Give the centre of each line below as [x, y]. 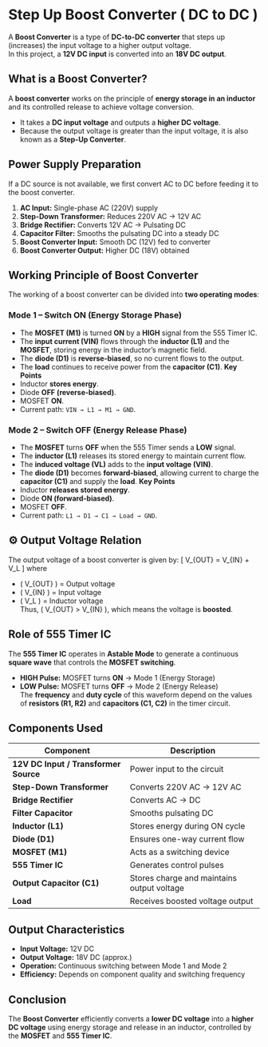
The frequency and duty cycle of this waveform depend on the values [136, 694]
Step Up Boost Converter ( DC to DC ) [133, 15]
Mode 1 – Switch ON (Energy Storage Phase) [95, 315]
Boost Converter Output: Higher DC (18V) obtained [104, 250]
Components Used [56, 728]
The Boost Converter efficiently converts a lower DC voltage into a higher [131, 1019]
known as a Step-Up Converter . [73, 139]
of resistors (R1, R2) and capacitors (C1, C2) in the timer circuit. [125, 703]
